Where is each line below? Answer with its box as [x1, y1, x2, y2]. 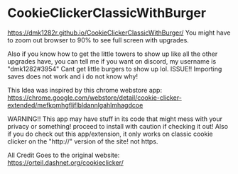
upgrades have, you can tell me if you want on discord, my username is [7, 57, 217, 65]
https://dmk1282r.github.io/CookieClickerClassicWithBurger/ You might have [7, 28, 231, 37]
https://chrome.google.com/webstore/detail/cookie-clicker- [7, 93, 183, 102]
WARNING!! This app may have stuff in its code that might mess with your [7, 115, 222, 123]
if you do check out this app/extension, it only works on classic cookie [7, 129, 213, 138]
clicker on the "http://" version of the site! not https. [7, 137, 158, 146]
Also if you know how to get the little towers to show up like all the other [7, 50, 218, 58]
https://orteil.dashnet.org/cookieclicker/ [7, 158, 124, 167]
